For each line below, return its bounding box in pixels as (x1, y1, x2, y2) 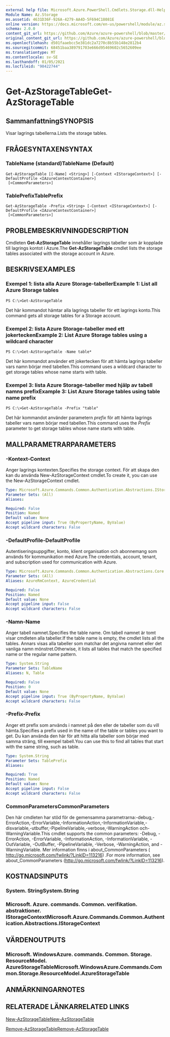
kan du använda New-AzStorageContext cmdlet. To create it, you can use (6, 472, 158, 478)
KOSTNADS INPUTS (6, 872, 69, 881)
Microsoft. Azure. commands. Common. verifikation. (6, 901, 138, 908)
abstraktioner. (6, 907, 41, 914)
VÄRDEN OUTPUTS (6, 936, 66, 944)
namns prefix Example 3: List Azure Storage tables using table (6, 388, 160, 395)
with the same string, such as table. (6, 744, 80, 750)
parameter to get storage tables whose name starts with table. (6, 425, 135, 431)
